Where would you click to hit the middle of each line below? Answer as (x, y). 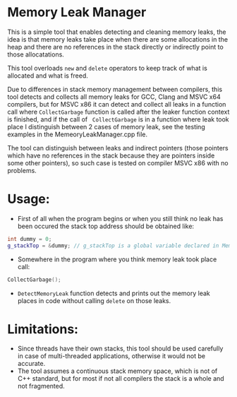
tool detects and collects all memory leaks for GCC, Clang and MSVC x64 (114, 97)
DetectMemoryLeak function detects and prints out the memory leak (114, 293)
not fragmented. (41, 386)
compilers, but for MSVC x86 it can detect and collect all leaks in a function (117, 104)
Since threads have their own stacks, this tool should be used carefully (120, 349)
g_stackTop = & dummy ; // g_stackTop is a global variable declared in (113, 245)
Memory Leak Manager (77, 12)
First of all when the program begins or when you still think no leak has (120, 218)
